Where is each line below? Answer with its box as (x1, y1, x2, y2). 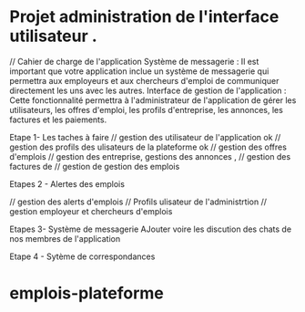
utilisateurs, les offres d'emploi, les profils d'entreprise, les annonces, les (9, 104, 284, 115)
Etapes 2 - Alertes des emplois (9, 178, 126, 189)
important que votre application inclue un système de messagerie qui (9, 66, 269, 77)
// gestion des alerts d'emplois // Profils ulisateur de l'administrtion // (9, 196, 267, 207)
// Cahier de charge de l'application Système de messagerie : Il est (9, 56, 259, 67)
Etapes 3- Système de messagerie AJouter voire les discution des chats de (9, 224, 292, 234)
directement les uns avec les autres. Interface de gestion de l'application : (9, 85, 287, 96)
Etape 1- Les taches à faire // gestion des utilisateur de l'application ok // (9, 131, 281, 142)
